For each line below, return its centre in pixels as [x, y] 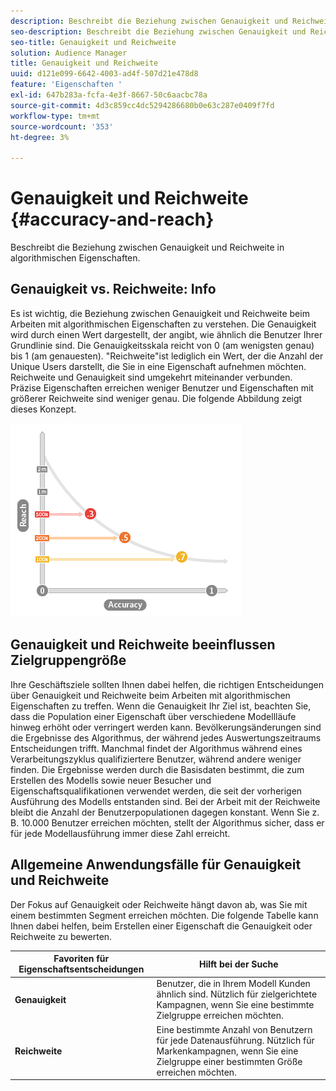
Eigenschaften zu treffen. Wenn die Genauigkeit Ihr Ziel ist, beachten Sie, [161, 706]
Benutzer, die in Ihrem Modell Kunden [233, 984]
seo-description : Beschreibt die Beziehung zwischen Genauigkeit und [158, 31]
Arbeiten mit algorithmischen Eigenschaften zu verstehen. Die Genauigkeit [163, 324]
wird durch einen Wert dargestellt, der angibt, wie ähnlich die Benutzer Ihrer [166, 334]
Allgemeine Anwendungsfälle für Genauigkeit [156, 865]
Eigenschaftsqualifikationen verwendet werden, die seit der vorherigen [156, 791]
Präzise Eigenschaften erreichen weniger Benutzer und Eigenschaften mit [162, 387]
